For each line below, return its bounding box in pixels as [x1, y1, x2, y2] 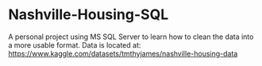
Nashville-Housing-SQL [8, 6, 169, 24]
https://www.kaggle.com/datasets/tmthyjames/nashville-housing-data [8, 49, 238, 58]
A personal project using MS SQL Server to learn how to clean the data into [8, 32, 254, 41]
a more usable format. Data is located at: [8, 40, 141, 49]
